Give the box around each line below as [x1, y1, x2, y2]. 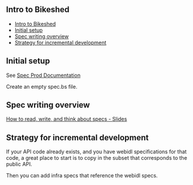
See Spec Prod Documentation [6, 72, 81, 79]
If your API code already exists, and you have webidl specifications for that [6, 148, 187, 155]
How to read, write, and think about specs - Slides [6, 116, 127, 123]
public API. [6, 161, 32, 168]
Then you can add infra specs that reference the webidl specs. [6, 172, 158, 179]
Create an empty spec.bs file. [6, 83, 77, 90]
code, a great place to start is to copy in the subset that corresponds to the [6, 154, 188, 162]
